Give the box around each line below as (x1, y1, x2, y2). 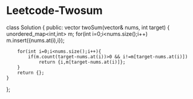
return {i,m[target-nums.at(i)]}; (38, 59, 126, 65)
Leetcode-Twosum (6, 4, 103, 18)
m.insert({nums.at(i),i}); (6, 36, 65, 44)
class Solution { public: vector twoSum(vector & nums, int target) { (6, 24, 170, 31)
